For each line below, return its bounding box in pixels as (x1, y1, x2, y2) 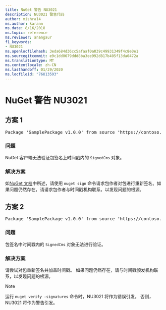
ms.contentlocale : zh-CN (5, 62, 56, 67)
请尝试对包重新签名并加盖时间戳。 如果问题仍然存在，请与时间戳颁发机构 (5, 267, 154, 273)
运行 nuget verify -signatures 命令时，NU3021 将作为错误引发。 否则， (5, 293, 154, 299)
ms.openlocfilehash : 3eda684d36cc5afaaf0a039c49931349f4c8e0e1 (5, 49, 139, 54)
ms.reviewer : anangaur (5, 35, 52, 40)
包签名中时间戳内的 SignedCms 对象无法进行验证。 (5, 241, 106, 247)
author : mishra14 (5, 16, 41, 21)
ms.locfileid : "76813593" (5, 72, 58, 77)
